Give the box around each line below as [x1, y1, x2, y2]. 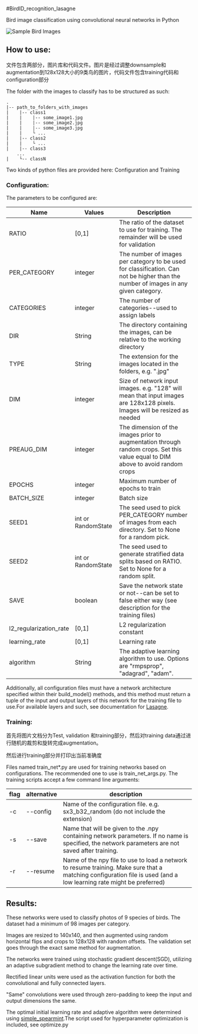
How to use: [6, 45, 51, 55]
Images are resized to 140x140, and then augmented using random [6, 931, 169, 939]
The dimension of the [118, 423, 179, 432]
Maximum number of [118, 477, 177, 485]
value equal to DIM [118, 453, 171, 461]
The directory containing [118, 321, 187, 329]
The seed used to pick [118, 503, 181, 512]
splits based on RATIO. [118, 557, 181, 565]
